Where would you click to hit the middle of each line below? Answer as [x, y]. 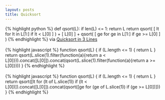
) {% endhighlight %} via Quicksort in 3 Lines [51, 39]
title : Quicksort [23, 14]
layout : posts [20, 10]
